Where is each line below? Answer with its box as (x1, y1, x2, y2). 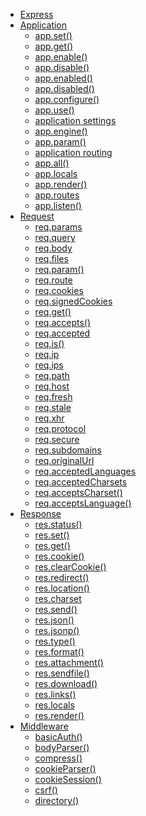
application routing (34, 147, 113, 158)
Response (19, 508, 62, 519)
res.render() (34, 710, 85, 721)
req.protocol (34, 423, 87, 434)
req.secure (34, 434, 80, 445)
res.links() (34, 689, 77, 700)
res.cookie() (34, 550, 85, 562)
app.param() (34, 136, 87, 148)
